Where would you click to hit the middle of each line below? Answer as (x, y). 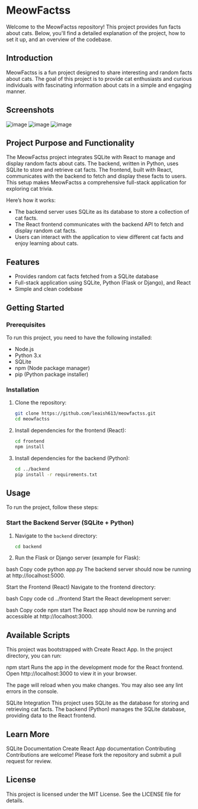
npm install (29, 447)
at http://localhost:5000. (36, 576)
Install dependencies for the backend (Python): (72, 458)
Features (23, 262)
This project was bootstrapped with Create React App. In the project (90, 650)
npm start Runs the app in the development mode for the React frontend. (95, 667)
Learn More (28, 734)
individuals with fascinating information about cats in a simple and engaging (99, 85)
